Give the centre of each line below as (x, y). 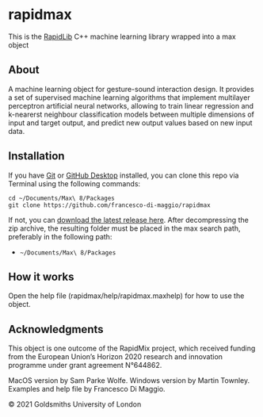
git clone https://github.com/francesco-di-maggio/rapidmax (110, 205)
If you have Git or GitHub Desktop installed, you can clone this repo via (124, 175)
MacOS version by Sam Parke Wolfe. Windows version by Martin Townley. (129, 381)
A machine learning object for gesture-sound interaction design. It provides (131, 89)
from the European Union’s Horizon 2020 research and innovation (116, 357)
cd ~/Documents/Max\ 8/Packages (61, 198)
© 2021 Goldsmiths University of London (75, 404)
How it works (41, 276)
